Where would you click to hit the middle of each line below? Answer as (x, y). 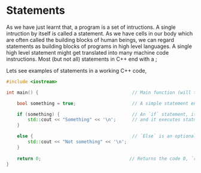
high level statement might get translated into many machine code (88, 52)
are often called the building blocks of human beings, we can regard (90, 40)
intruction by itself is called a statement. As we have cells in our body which (100, 33)
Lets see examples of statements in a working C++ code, (77, 70)
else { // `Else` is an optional (107, 136)
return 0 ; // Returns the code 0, (103, 159)
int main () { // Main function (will (99, 93)
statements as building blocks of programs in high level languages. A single (99, 46)
